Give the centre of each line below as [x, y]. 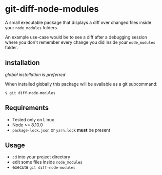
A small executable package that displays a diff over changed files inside [78, 22]
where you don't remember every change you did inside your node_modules [80, 42]
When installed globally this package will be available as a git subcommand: [81, 84]
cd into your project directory [41, 157]
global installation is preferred [35, 75]
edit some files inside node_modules [47, 162]
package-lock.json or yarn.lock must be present [61, 130]
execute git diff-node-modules [44, 167]
